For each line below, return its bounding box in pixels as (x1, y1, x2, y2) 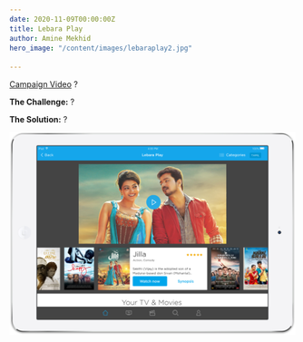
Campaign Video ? (9, 79, 79, 90)
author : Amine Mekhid (9, 34, 92, 43)
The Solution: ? (9, 114, 68, 125)
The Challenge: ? (9, 96, 75, 108)
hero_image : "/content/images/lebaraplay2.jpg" (9, 44, 193, 53)
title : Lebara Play (9, 24, 83, 34)
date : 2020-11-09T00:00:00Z (9, 15, 116, 24)
